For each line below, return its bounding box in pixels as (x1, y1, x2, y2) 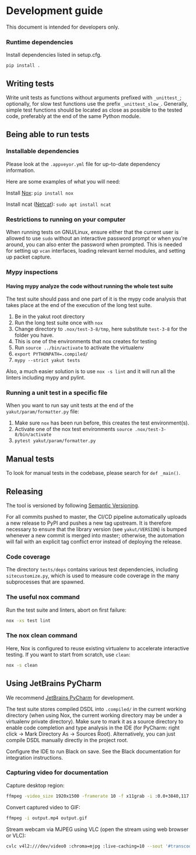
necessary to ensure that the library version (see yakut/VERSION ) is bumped (6, 526, 187, 533)
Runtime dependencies (6, 38, 73, 46)
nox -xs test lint (6, 618, 51, 623)
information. (6, 167, 36, 174)
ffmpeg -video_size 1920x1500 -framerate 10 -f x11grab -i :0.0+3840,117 (6, 793, 190, 799)
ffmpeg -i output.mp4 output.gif (6, 815, 87, 821)
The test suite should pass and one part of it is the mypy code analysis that (6, 295, 187, 302)
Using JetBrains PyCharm (6, 678, 102, 688)
